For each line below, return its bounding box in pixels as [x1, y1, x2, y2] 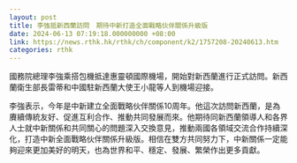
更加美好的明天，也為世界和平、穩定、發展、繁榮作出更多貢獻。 [32, 144, 265, 155]
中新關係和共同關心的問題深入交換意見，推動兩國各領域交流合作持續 [32, 122, 280, 133]
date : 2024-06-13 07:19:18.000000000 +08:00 [9, 29, 176, 38]
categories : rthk [9, 46, 73, 55]
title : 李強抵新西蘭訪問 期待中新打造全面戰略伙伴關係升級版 [9, 21, 209, 30]
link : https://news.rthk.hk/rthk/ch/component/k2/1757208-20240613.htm [9, 37, 278, 47]
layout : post [9, 12, 57, 22]
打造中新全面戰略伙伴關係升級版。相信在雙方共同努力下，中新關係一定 [24, 134, 280, 144]
